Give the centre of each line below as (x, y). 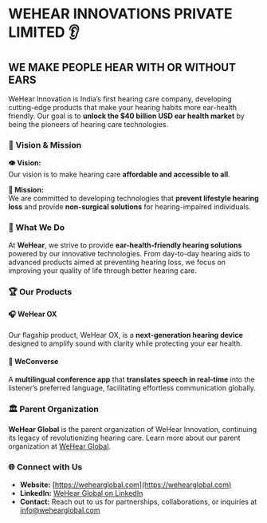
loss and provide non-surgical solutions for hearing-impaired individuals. (130, 207)
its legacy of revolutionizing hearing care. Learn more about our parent (124, 438)
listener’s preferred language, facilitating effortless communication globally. (132, 387)
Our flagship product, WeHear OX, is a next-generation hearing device (126, 335)
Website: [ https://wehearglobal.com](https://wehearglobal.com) (126, 485)
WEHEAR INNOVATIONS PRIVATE (120, 14)
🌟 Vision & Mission (45, 145)
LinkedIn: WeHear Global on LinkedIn (81, 493)
